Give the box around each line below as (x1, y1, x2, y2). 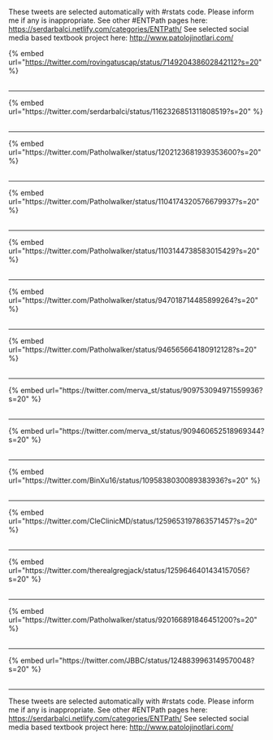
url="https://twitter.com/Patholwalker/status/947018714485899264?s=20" (8, 296, 258, 304)
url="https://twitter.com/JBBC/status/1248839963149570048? (45, 655, 255, 665)
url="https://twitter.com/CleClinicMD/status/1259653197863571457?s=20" (8, 516, 258, 526)
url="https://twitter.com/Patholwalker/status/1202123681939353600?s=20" (8, 147, 262, 157)
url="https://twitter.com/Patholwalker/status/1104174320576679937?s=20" (8, 197, 260, 206)
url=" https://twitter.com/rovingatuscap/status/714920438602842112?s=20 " (8, 57, 262, 67)
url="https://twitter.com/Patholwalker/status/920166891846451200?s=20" (8, 615, 258, 624)
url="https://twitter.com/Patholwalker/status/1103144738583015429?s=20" (8, 246, 260, 256)
